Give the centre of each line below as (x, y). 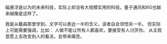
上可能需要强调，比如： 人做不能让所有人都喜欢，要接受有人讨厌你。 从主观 (83, 30)
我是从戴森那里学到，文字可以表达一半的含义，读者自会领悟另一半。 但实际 (83, 24)
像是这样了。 (27, 13)
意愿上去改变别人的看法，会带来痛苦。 (45, 36)
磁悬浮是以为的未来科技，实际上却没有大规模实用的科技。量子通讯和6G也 (81, 7)
